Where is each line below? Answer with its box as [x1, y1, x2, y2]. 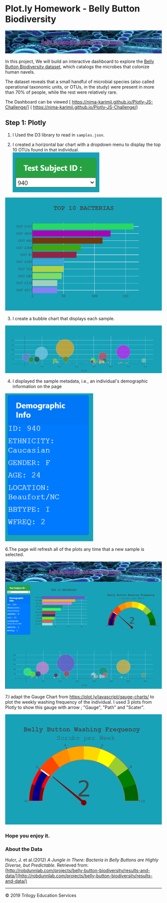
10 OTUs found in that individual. [12, 146, 80, 152]
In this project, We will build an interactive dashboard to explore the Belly [5, 58, 155, 64]
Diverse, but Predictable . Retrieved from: [5, 862, 88, 868]
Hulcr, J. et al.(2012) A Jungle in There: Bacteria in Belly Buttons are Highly [5, 857, 159, 863]
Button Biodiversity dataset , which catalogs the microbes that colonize [5, 63, 150, 70]
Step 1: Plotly [5, 119, 46, 127]
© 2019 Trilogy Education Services [5, 893, 77, 899]
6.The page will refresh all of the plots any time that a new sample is [5, 546, 145, 552]
